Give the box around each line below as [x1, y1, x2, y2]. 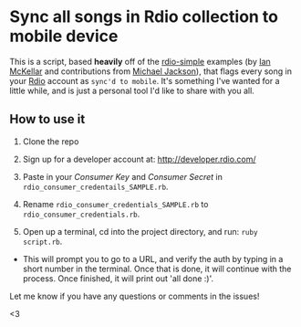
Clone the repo [22, 135, 79, 147]
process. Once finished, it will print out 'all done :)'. [22, 272, 214, 284]
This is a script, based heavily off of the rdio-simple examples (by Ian [9, 56, 271, 67]
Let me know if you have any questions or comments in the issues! [9, 290, 260, 301]
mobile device [9, 26, 119, 47]
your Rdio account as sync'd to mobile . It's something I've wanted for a [9, 75, 280, 86]
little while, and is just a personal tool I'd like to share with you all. [9, 85, 255, 96]
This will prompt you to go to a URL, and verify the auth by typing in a [22, 253, 284, 264]
